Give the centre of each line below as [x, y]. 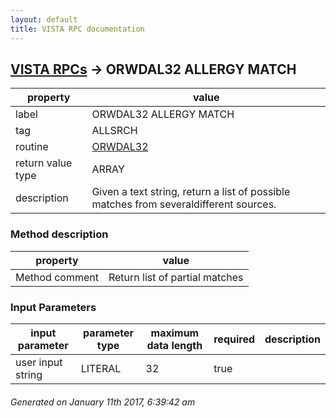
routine [32, 147]
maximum [175, 333]
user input [39, 362]
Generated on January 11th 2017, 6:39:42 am [103, 402]
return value [44, 163]
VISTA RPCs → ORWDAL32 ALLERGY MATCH [153, 69]
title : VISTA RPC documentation [77, 29]
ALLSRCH [114, 131]
